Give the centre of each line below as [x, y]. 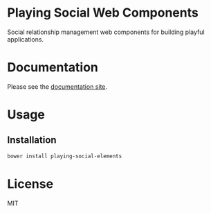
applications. [25, 39]
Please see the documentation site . [57, 86]
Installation [32, 140]
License [30, 184]
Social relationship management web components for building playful [106, 32]
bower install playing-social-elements [65, 156]
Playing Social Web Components [103, 13]
